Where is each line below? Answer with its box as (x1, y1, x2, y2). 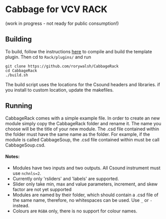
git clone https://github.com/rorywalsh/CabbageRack (5, 63, 119, 69)
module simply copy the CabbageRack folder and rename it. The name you (5, 120, 161, 126)
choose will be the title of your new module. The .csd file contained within (5, 126, 159, 132)
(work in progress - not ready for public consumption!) (5, 20, 119, 26)
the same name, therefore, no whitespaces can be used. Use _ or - (12, 197, 153, 203)
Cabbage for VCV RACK (5, 4, 108, 15)
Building (5, 35, 32, 44)
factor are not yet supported (12, 186, 72, 192)
